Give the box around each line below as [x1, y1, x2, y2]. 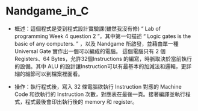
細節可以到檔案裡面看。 [25, 70, 84, 77]
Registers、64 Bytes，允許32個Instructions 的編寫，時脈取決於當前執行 [14, 55, 192, 62]
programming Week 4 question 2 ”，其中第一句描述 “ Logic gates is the [14, 32, 191, 40]
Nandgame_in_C [5, 4, 89, 18]
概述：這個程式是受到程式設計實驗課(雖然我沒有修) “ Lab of [14, 25, 161, 32]
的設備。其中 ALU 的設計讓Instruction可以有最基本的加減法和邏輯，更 [14, 62, 187, 70]
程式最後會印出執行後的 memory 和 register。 [25, 98, 138, 105]
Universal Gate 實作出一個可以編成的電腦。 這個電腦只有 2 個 [14, 47, 166, 55]
